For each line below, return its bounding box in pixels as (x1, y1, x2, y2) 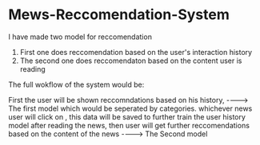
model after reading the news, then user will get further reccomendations (8, 120, 250, 130)
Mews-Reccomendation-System (8, 6, 230, 24)
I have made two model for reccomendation (8, 32, 152, 41)
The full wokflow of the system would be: (8, 80, 145, 89)
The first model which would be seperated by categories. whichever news (8, 104, 253, 113)
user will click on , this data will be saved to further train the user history (8, 112, 246, 121)
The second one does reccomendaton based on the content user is (19, 56, 242, 65)
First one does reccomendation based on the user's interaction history (19, 47, 253, 57)
